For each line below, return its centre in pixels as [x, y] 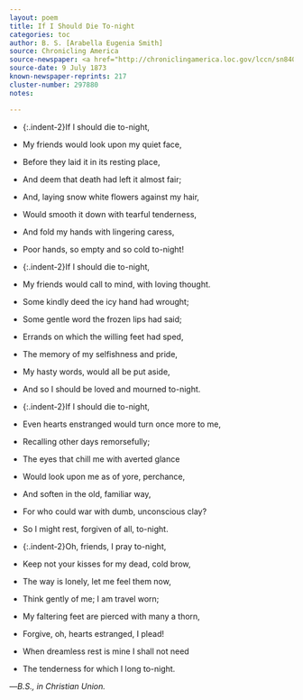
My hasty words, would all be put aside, [96, 372]
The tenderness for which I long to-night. [99, 668]
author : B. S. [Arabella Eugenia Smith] [87, 43]
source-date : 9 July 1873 [58, 69]
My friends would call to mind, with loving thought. [116, 284]
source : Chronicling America [64, 51]
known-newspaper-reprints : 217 [68, 77]
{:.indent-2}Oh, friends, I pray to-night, [94, 546]
